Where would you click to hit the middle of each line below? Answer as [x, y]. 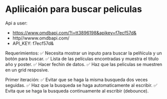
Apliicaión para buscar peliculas [73, 9]
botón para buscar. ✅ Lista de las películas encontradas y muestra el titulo [82, 58]
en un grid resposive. [27, 70]
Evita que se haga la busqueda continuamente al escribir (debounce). [77, 90]
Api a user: [16, 23]
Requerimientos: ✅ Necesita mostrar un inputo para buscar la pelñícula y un [83, 53]
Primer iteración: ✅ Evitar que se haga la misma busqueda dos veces [76, 79]
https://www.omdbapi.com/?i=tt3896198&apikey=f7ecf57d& [74, 32]
